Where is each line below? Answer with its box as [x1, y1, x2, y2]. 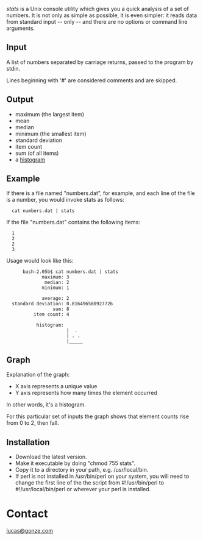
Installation [6, 437, 50, 447]
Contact [6, 507, 48, 520]
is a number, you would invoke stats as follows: [6, 196, 125, 204]
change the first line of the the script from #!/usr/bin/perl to [15, 479, 165, 486]
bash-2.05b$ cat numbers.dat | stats [22, 269, 119, 275]
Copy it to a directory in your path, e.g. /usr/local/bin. [15, 466, 149, 474]
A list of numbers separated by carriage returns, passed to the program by [6, 58, 194, 66]
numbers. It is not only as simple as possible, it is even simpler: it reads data [6, 12, 198, 19]
